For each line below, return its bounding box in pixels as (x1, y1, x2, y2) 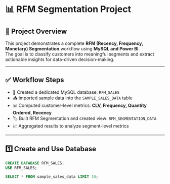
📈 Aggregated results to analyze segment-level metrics (12, 122, 129, 129)
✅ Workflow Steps (5, 76, 64, 84)
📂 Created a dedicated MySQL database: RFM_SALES (12, 89, 120, 95)
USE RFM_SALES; (5, 165, 37, 170)
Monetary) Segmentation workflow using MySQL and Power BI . (5, 46, 140, 51)
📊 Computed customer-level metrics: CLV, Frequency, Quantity (12, 102, 147, 108)
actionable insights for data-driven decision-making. (5, 56, 115, 63)
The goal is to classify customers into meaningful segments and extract (5, 51, 154, 57)
